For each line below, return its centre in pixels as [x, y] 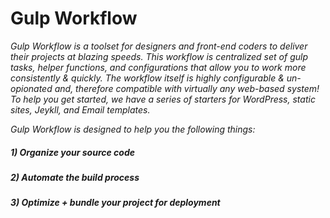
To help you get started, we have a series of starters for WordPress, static [163, 99]
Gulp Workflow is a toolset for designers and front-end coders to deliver [159, 46]
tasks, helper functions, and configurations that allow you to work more [158, 67]
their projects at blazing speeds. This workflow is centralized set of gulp [159, 56]
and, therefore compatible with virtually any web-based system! [187, 88]
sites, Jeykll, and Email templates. [80, 109]
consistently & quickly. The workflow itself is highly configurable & [147, 78]
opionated [31, 88]
